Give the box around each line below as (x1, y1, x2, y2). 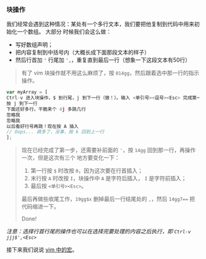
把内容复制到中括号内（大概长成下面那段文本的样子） (15, 49, 150, 56)
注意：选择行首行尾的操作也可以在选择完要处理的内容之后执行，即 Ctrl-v (6, 228, 191, 235)
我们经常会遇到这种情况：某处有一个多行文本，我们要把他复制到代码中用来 (6, 20, 194, 28)
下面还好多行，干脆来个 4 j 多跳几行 (6, 106, 86, 112)
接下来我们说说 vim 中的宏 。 (6, 246, 78, 254)
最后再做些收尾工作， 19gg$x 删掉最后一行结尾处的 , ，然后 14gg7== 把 (21, 195, 195, 203)
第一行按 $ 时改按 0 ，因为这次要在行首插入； (30, 167, 143, 175)
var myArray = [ (6, 89, 48, 95)
